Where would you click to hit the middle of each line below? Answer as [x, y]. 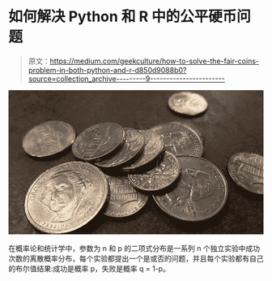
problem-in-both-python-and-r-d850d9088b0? [107, 70]
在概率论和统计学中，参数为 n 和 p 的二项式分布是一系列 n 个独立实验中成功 [134, 248]
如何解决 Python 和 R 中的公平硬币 [123, 17]
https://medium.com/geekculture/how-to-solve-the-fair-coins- [154, 61]
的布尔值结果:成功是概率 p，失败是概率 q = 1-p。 [89, 268]
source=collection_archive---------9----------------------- [126, 79]
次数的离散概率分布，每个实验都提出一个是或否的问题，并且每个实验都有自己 [136, 258]
